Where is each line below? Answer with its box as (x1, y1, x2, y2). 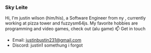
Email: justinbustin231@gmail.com (12, 37, 82, 43)
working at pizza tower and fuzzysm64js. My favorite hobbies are (5, 20, 138, 26)
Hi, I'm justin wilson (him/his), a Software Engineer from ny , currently (5, 15, 146, 21)
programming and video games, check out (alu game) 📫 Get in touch (5, 26, 146, 32)
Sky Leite (5, 4, 28, 11)
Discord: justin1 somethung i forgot (12, 42, 83, 48)
